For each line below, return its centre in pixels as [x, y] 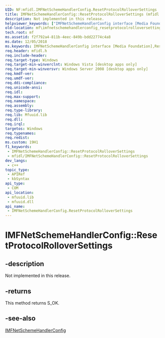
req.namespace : [21, 101]
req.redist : [17, 138]
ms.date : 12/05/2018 [26, 42]
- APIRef [16, 174]
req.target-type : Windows [31, 60]
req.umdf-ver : [20, 78]
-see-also [20, 319]
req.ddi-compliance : [26, 83]
